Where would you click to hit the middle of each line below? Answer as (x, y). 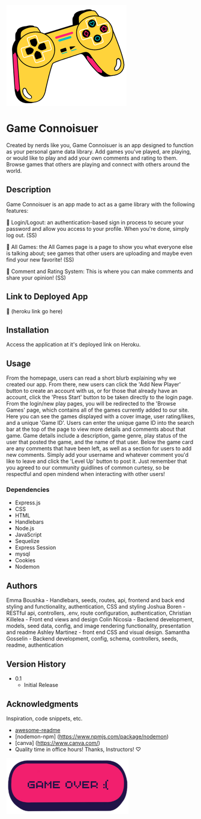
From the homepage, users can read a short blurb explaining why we (91, 378)
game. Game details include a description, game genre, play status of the (97, 436)
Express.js (28, 503)
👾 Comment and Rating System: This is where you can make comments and (100, 271)
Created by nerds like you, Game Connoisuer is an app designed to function (100, 145)
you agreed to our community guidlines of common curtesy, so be (88, 468)
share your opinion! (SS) (36, 278)
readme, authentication (35, 645)
